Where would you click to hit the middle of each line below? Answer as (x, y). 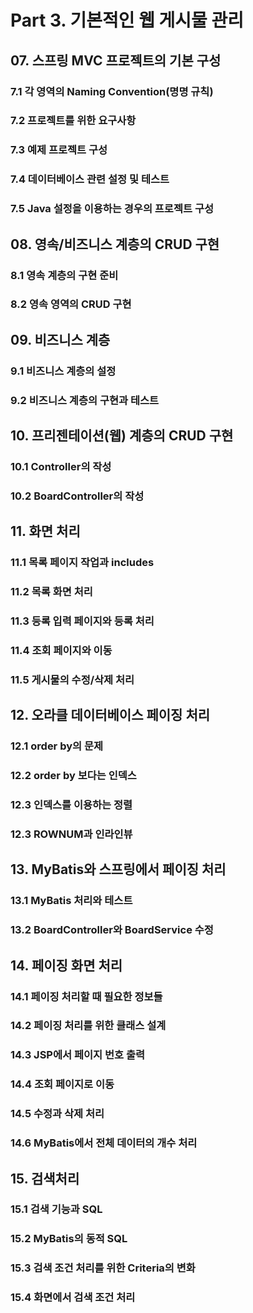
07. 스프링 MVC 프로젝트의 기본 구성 (116, 60)
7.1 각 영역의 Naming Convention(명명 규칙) (112, 91)
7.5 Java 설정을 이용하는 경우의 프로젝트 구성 (112, 209)
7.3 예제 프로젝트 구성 (59, 150)
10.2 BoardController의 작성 (77, 496)
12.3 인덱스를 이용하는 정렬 (71, 805)
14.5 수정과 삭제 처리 (57, 1114)
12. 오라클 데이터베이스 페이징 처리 (110, 715)
